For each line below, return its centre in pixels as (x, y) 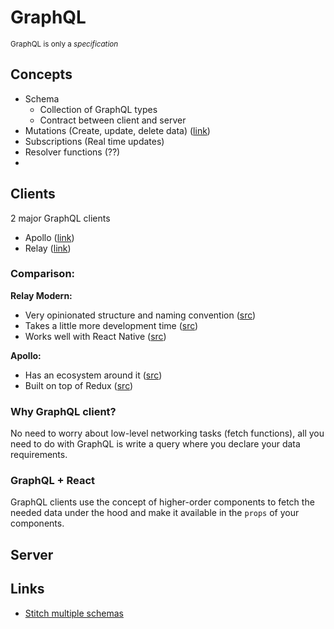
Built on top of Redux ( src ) (79, 385)
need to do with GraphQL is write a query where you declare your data (155, 444)
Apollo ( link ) (49, 237)
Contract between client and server (113, 120)
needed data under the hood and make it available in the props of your (155, 513)
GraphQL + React (53, 481)
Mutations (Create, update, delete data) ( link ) (117, 130)
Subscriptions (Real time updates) (94, 141)
